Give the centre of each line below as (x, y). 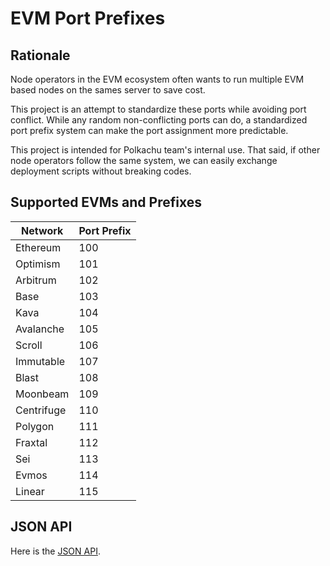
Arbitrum (36, 280)
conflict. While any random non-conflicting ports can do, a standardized (159, 120)
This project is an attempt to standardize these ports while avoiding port (158, 109)
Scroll (29, 345)
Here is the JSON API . (55, 551)
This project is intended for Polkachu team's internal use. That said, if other (165, 150)
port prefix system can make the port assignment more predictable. (149, 130)
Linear (30, 491)
